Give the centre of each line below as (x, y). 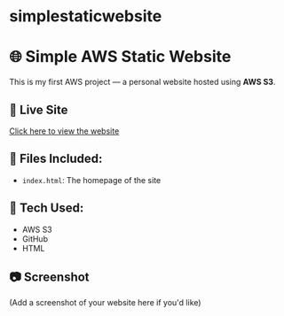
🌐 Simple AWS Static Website (120, 57)
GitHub (35, 239)
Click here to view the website (64, 131)
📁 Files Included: (56, 159)
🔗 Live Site (39, 109)
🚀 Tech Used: (47, 208)
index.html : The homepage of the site (91, 180)
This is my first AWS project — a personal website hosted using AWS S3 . (142, 82)
